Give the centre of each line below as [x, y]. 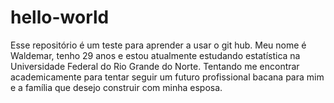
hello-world [60, 17]
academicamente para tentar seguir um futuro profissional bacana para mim [167, 77]
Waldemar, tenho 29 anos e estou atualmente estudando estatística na [155, 55]
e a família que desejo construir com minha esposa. [116, 87]
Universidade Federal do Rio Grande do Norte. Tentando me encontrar [155, 66]
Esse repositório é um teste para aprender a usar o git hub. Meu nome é [158, 45]
